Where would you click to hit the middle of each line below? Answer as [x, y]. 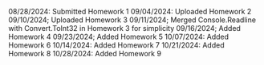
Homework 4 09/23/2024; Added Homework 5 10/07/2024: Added [119, 36]
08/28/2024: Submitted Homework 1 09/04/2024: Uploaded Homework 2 [130, 11]
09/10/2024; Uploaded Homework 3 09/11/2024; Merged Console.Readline [132, 20]
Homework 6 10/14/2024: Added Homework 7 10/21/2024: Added [116, 45]
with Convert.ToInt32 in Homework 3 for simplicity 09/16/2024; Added [124, 28]
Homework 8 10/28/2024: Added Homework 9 [85, 54]
